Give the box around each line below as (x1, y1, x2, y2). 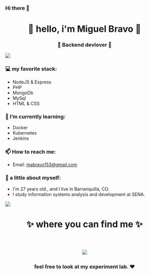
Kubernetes (12, 130, 37, 136)
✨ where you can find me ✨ (26, 218, 143, 230)
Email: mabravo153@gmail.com (12, 162, 78, 168)
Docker (12, 125, 28, 131)
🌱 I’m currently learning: (5, 113, 65, 120)
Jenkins (12, 135, 29, 141)
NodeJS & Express (12, 78, 51, 85)
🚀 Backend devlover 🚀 (57, 42, 112, 49)
